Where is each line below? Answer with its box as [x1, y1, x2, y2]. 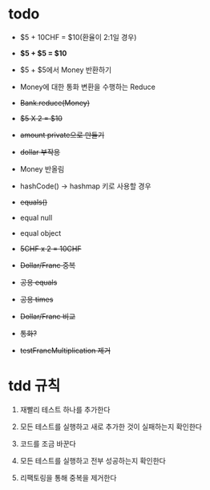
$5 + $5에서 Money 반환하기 [19, 65, 112, 75]
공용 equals [19, 277, 58, 287]
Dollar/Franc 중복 [19, 260, 76, 269]
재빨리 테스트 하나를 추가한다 [19, 404, 111, 414]
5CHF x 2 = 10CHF [19, 244, 82, 253]
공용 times [19, 294, 54, 304]
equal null [19, 213, 53, 222]
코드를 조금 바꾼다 [19, 439, 76, 448]
